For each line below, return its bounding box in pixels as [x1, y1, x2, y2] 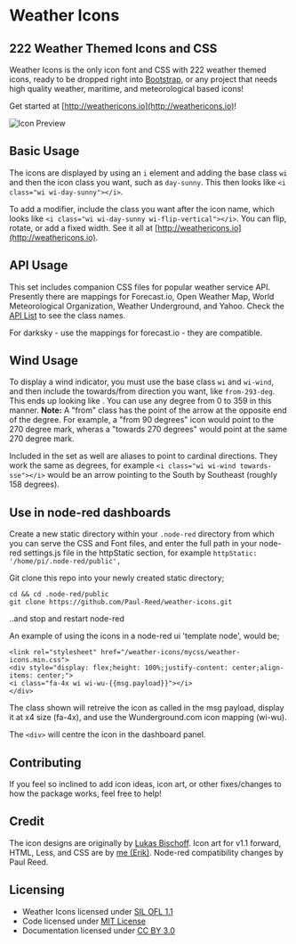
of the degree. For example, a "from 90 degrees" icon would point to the [9, 415, 274, 425]
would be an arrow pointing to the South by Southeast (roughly [47, 470, 278, 480]
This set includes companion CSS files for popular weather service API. [9, 282, 271, 292]
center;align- [231, 663, 284, 673]
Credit [9, 814, 44, 829]
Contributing [9, 755, 82, 770]
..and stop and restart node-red [9, 613, 124, 624]
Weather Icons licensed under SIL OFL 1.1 [21, 906, 173, 916]
